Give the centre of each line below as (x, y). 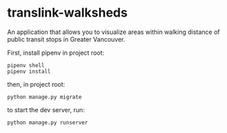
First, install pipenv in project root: (56, 53)
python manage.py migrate (44, 97)
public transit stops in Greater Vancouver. (66, 39)
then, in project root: (36, 84)
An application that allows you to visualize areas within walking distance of (113, 32)
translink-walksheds (67, 13)
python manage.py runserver (48, 123)
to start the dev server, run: (46, 109)
